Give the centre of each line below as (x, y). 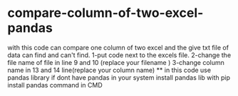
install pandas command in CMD (55, 85)
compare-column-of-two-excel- (105, 13)
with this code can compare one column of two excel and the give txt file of (118, 47)
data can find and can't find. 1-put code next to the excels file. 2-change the (119, 55)
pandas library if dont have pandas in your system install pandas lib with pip (119, 77)
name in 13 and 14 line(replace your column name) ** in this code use (109, 70)
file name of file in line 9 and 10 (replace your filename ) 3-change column (116, 62)
